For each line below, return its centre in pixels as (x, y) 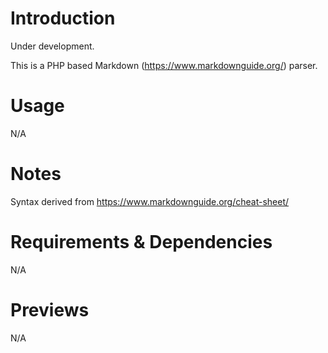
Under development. (52, 46)
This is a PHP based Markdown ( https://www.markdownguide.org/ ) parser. (164, 65)
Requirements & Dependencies (141, 242)
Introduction (63, 18)
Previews (50, 309)
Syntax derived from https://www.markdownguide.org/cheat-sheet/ (150, 201)
